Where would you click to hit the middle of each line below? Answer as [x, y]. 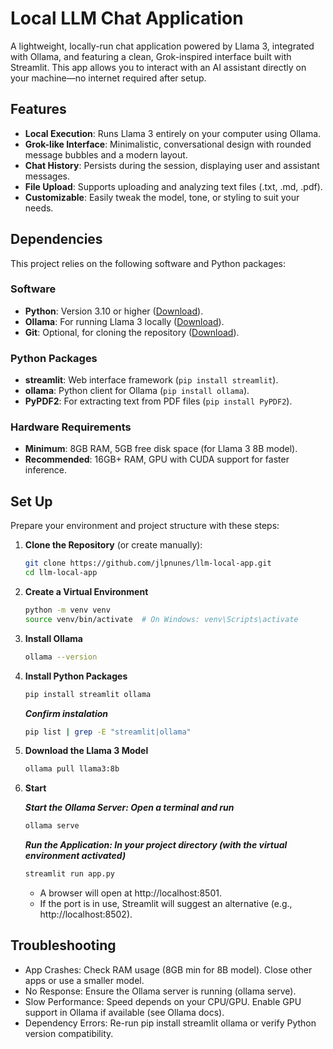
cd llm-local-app [61, 573]
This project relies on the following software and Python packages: [148, 263]
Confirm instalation [66, 713]
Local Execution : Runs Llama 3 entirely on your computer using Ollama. [173, 133]
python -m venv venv [67, 610]
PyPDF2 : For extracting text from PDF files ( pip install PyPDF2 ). [158, 401]
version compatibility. [69, 1033]
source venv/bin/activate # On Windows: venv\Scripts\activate [161, 619]
